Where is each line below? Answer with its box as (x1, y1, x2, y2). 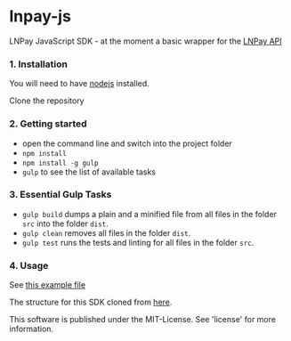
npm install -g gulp (21, 158, 99, 167)
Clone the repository (9, 95, 85, 106)
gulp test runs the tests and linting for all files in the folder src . (21, 237, 255, 248)
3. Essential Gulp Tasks (9, 189, 112, 201)
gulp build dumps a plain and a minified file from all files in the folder (21, 208, 278, 219)
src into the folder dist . (21, 218, 109, 229)
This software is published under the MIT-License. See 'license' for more (9, 314, 276, 325)
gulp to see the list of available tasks (21, 166, 156, 177)
